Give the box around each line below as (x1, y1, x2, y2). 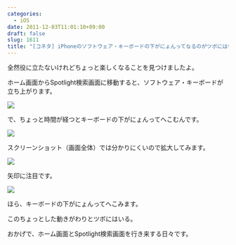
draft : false (7, 30, 46, 37)
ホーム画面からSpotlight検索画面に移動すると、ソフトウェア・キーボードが (7, 78, 223, 87)
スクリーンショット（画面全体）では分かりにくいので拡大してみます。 (7, 144, 209, 151)
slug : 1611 (7, 37, 39, 44)
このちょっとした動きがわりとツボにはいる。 (7, 215, 137, 222)
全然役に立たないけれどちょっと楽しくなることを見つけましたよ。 (7, 63, 198, 71)
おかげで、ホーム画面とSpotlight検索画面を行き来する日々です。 (7, 230, 192, 238)
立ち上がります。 (7, 87, 56, 95)
